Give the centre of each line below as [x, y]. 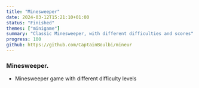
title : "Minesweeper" [33, 12]
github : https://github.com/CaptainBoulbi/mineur [69, 45]
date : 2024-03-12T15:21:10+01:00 [48, 17]
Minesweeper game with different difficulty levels [76, 78]
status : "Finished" [30, 23]
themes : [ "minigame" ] [33, 28]
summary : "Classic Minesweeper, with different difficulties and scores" [100, 34]
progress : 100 [24, 39]
